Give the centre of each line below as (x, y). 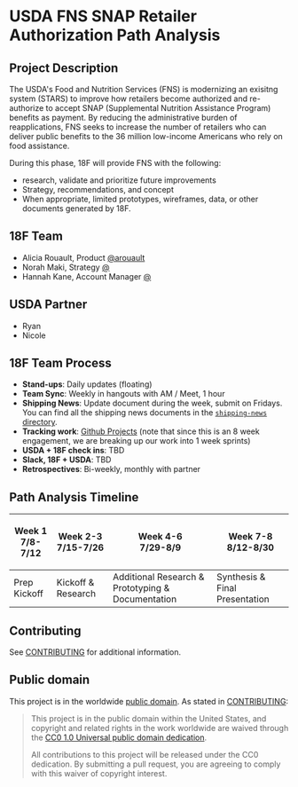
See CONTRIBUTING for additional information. (95, 652)
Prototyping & (141, 588)
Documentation (145, 599)
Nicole (34, 335)
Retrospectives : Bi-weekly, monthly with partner (111, 469)
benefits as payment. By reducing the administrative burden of (123, 118)
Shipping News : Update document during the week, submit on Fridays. (152, 403)
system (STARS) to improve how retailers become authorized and (129, 98)
